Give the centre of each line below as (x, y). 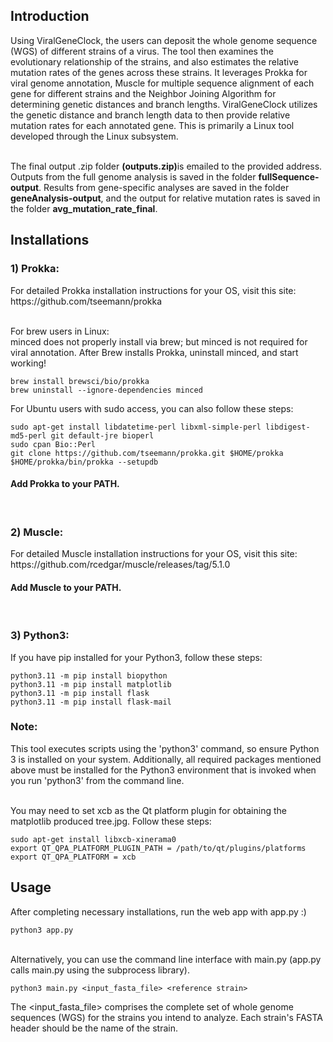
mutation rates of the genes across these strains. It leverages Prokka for (159, 72)
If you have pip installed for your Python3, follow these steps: (136, 657)
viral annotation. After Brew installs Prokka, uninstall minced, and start (154, 352)
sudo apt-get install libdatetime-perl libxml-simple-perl (136, 427)
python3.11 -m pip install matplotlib (91, 684)
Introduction (50, 16)
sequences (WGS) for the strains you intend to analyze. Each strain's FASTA (166, 1017)
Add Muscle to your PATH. (66, 587)
